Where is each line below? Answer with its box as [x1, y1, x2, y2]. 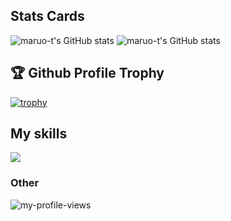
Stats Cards [10, 8, 85, 25]
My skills [10, 125, 68, 143]
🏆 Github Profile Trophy [10, 65, 165, 82]
